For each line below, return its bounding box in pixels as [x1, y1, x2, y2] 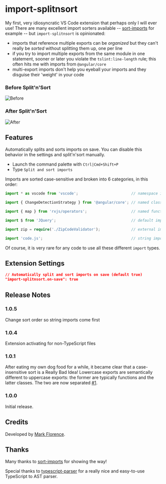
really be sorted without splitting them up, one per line [12, 45, 123, 51]
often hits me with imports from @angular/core [12, 61, 106, 67]
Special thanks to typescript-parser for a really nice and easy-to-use [5, 468, 145, 474]
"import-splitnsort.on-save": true [5, 277, 79, 282]
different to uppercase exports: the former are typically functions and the [5, 374, 154, 380]
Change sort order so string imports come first [5, 316, 100, 323]
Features [5, 133, 33, 142]
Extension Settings [5, 259, 65, 267]
